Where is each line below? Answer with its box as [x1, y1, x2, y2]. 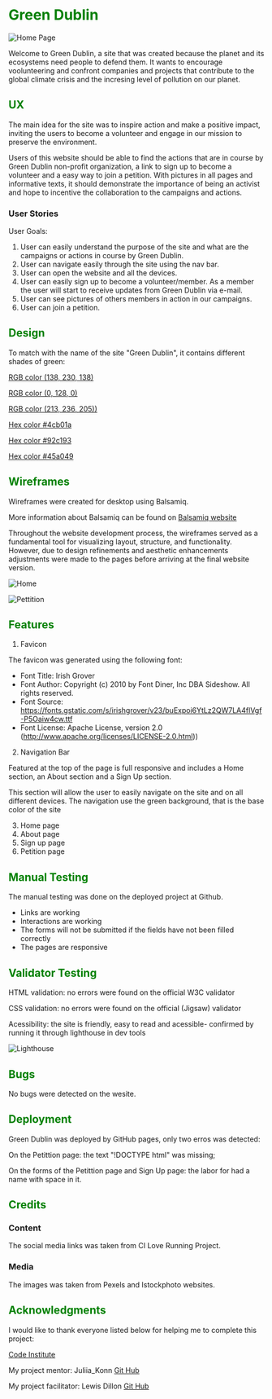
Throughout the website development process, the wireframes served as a [8, 528, 258, 538]
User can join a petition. [19, 303, 100, 313]
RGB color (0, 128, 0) [8, 388, 78, 398]
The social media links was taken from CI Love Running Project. [8, 1241, 221, 1251]
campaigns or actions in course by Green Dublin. [19, 251, 184, 261]
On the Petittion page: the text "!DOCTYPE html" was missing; [8, 1150, 216, 1159]
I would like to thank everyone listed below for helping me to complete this [8, 1325, 257, 1335]
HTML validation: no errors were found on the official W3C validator [8, 988, 235, 997]
